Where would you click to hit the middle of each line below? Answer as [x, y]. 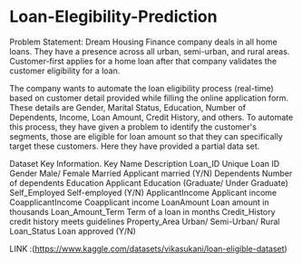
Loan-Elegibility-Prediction [113, 17]
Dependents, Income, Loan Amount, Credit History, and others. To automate [151, 117]
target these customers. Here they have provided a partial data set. [135, 146]
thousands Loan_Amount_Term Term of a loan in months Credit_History [142, 211]
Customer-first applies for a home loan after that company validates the [143, 61]
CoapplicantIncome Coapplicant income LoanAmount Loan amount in [139, 202]
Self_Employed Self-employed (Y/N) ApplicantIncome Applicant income [143, 192]
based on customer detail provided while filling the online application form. [149, 98]
